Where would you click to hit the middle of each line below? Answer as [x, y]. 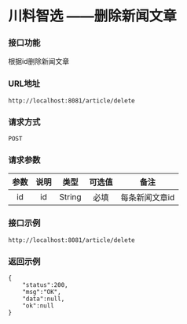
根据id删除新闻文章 [38, 61]
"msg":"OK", [42, 292]
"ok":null [38, 305]
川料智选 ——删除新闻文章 [92, 16]
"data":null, [44, 299]
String [70, 197]
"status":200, [45, 285]
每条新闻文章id [148, 198]
